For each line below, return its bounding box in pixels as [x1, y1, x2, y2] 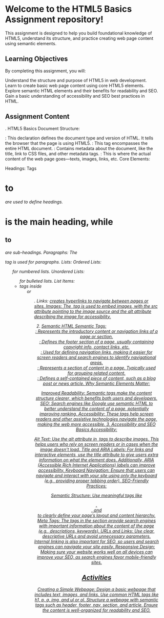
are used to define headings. [5, 199, 63, 205]
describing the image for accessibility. [34, 313, 111, 320]
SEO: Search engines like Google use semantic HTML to [40, 400, 153, 406]
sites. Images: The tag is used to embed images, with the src [34, 303, 158, 309]
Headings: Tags [5, 165, 37, 171]
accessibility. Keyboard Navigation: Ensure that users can [38, 467, 155, 473]
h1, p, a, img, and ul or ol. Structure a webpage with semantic [35, 597, 159, 603]
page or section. [80, 333, 113, 339]
